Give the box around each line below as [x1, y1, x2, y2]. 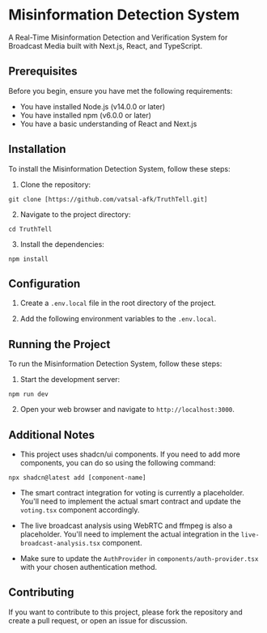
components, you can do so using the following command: [19, 458, 216, 467]
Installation [8, 142, 66, 156]
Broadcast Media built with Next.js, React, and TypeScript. [8, 40, 203, 50]
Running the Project [8, 338, 111, 351]
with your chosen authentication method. [19, 563, 158, 571]
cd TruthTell [8, 225, 53, 233]
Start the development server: [19, 375, 121, 384]
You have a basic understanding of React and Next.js [19, 119, 197, 129]
